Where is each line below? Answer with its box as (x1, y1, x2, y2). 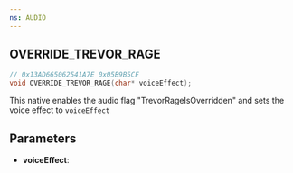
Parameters (9, 131, 77, 146)
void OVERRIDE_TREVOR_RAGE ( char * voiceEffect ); (9, 78, 193, 88)
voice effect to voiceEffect (9, 105, 110, 115)
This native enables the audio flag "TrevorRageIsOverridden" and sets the (9, 96, 285, 106)
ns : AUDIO (9, 13, 47, 23)
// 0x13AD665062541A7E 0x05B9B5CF (9, 70, 140, 79)
